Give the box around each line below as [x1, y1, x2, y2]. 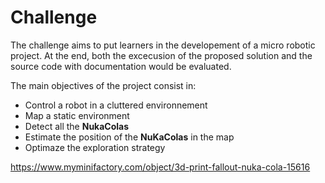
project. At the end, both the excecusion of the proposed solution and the [10, 49, 313, 61]
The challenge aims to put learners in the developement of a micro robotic [10, 39, 316, 51]
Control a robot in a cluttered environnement [24, 99, 208, 111]
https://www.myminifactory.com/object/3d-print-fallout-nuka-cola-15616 [10, 161, 311, 173]
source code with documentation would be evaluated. [10, 60, 232, 72]
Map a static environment [24, 109, 130, 121]
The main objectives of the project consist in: [10, 79, 197, 91]
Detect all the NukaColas [24, 120, 130, 132]
